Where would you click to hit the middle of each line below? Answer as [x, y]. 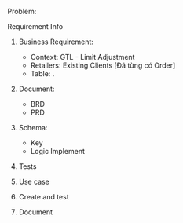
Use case [34, 181]
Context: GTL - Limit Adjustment [82, 57]
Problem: [22, 11]
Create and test [44, 197]
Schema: [33, 128]
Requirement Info [35, 26]
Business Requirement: [56, 42]
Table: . [42, 73]
